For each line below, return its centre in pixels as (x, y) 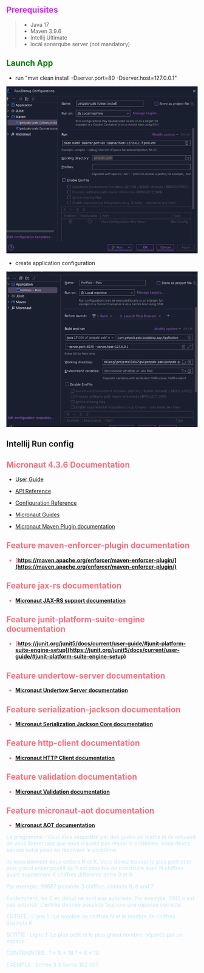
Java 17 (40, 24)
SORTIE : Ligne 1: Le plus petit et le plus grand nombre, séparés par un (95, 935)
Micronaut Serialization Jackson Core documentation (84, 724)
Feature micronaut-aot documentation (80, 811)
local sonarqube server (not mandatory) (80, 44)
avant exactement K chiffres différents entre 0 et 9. (70, 874)
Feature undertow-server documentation (86, 675)
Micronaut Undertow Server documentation (72, 690)
